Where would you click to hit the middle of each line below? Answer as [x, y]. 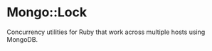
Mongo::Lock [47, 12]
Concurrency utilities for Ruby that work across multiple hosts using [106, 32]
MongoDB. [22, 39]
